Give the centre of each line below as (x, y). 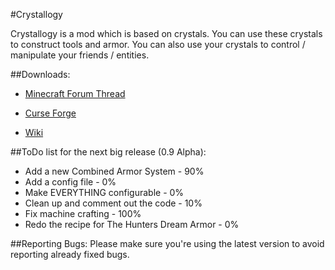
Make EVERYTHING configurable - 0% (104, 192)
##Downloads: (40, 74)
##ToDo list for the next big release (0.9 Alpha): (108, 152)
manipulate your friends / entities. (80, 55)
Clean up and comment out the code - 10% (113, 203)
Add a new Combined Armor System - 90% (114, 171)
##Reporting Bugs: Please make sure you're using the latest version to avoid (167, 243)
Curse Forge (50, 113)
